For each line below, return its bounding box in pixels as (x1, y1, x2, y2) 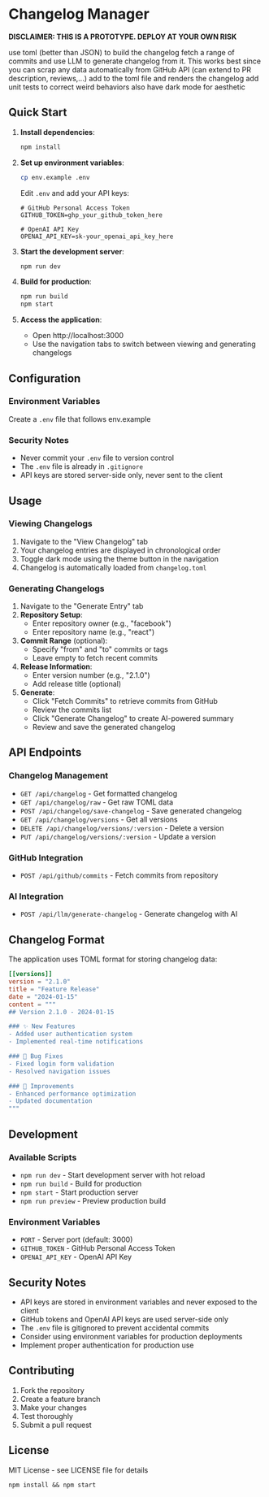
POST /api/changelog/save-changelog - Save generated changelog (20, 805, 242, 815)
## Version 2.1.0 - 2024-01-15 (8, 1008, 115, 1016)
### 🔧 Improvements (8, 1082, 75, 1090)
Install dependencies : (20, 127, 95, 137)
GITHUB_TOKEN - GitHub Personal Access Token (20, 1243, 176, 1253)
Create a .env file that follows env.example (8, 414, 151, 423)
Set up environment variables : (20, 158, 124, 167)
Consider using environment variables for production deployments (20, 1331, 243, 1341)
